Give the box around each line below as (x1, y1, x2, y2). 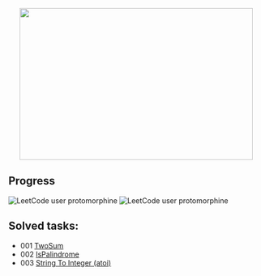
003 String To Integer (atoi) (19, 257, 112, 267)
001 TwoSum (19, 240, 64, 250)
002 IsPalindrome (19, 249, 79, 259)
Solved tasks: (8, 219, 79, 233)
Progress (8, 174, 55, 188)
